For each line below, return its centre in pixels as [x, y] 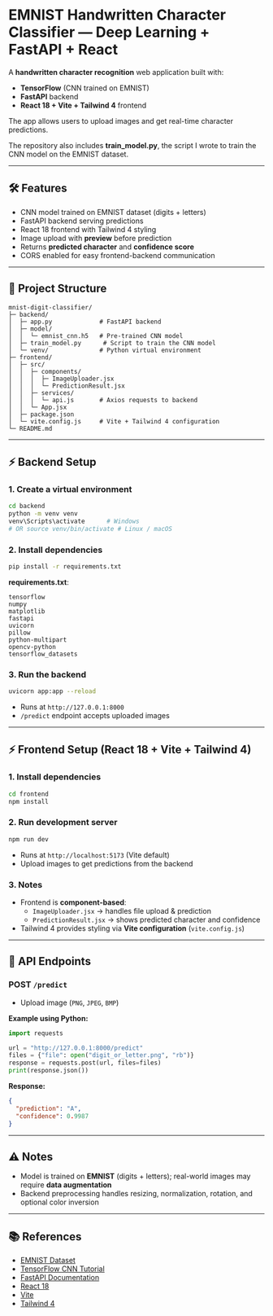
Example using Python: [48, 1018]
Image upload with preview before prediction [96, 238]
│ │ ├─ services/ [41, 393]
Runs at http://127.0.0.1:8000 [72, 707]
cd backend [27, 507]
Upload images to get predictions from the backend [106, 863]
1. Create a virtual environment [70, 489]
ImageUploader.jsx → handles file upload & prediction [121, 911]
